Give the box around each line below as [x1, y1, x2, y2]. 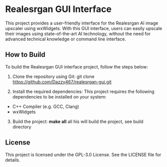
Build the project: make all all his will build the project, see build [12, 118, 143, 124]
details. [5, 156, 20, 163]
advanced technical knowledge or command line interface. [5, 36, 126, 42]
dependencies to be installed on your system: [12, 93, 106, 99]
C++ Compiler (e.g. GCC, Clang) [12, 103, 79, 109]
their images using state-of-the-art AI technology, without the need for [5, 30, 151, 36]
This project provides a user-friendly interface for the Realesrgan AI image [5, 20, 158, 26]
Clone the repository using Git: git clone [12, 73, 95, 79]
